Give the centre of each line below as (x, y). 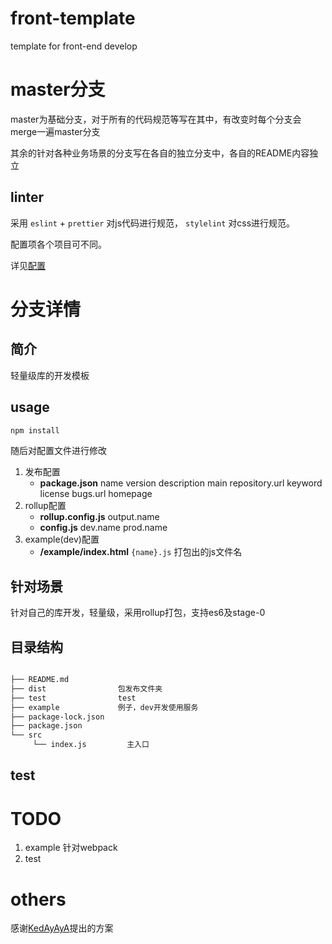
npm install (35, 430)
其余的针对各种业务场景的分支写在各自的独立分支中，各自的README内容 (160, 153)
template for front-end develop (74, 46)
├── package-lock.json (57, 717)
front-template (73, 18)
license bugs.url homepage (96, 494)
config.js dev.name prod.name (103, 528)
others (38, 899)
